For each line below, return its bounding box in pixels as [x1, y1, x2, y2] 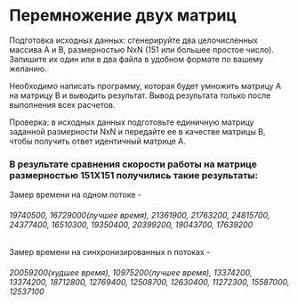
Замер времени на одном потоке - [9, 189, 142, 201]
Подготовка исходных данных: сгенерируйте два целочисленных [9, 35, 258, 45]
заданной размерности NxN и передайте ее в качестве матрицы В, [9, 126, 266, 136]
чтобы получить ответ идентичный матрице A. [9, 136, 187, 146]
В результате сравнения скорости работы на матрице [9, 158, 258, 170]
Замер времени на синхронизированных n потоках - [9, 247, 211, 258]
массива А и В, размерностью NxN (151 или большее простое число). [9, 44, 274, 54]
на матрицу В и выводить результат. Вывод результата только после [9, 90, 271, 101]
